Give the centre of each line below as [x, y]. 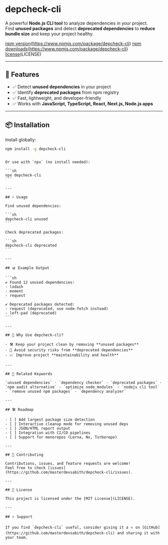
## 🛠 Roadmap [19, 410]
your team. [16, 537]
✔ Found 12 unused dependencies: [40, 283]
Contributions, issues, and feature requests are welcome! [68, 464]
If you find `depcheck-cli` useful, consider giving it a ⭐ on [72, 527]
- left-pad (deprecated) [31, 313]
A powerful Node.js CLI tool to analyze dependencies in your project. [77, 23]
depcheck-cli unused [27, 219]
